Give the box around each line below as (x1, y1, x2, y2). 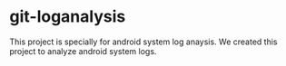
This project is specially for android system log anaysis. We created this (9, 36, 278, 47)
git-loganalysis (9, 6, 126, 27)
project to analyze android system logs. (9, 45, 157, 56)
